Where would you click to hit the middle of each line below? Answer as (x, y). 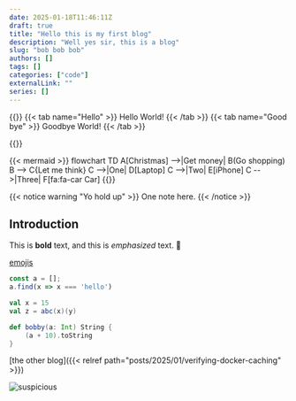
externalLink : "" (41, 83)
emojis (21, 263)
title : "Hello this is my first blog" (80, 34)
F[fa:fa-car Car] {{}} (80, 179)
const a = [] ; (35, 279)
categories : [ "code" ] (49, 75)
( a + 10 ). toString (59, 335)
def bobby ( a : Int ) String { (61, 327)
